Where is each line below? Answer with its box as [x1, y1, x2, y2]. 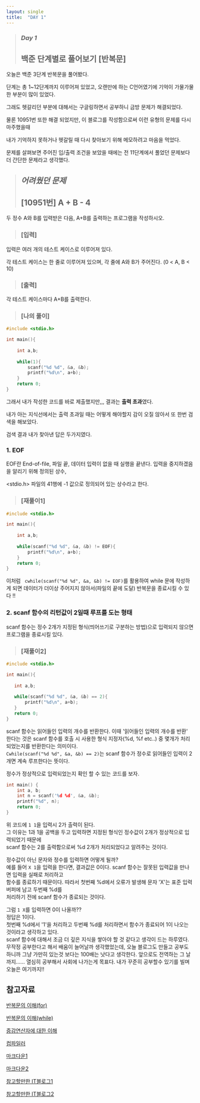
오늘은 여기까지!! [6, 965, 45, 972]
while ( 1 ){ [17, 359, 42, 365]
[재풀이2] [20, 647, 46, 655]
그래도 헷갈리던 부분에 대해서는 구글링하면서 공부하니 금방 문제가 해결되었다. [6, 104, 183, 111]
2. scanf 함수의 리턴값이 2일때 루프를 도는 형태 [6, 608, 133, 617]
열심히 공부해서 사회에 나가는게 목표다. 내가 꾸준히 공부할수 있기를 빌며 [26, 958, 190, 965]
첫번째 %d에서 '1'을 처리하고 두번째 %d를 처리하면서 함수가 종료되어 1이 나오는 [6, 921, 189, 928]
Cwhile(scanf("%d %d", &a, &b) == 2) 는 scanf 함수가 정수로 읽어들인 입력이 [6, 750, 188, 757]
